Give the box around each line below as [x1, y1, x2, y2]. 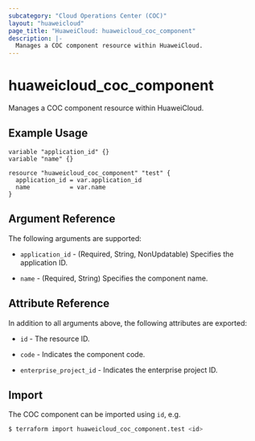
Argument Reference [8, 212, 116, 226]
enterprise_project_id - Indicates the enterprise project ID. [19, 364, 219, 375]
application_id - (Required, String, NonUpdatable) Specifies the [19, 249, 234, 259]
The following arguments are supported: [8, 233, 142, 243]
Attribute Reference [8, 297, 110, 310]
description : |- [8, 34, 63, 43]
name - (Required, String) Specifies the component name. [19, 273, 208, 283]
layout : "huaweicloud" [8, 19, 84, 27]
